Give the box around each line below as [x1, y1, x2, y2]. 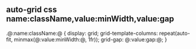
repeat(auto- [159, 30, 190, 37]
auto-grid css [6, 5, 57, 15]
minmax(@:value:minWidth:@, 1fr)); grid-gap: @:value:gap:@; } [14, 35, 167, 43]
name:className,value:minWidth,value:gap [6, 14, 174, 24]
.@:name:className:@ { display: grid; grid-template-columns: [6, 30, 158, 37]
